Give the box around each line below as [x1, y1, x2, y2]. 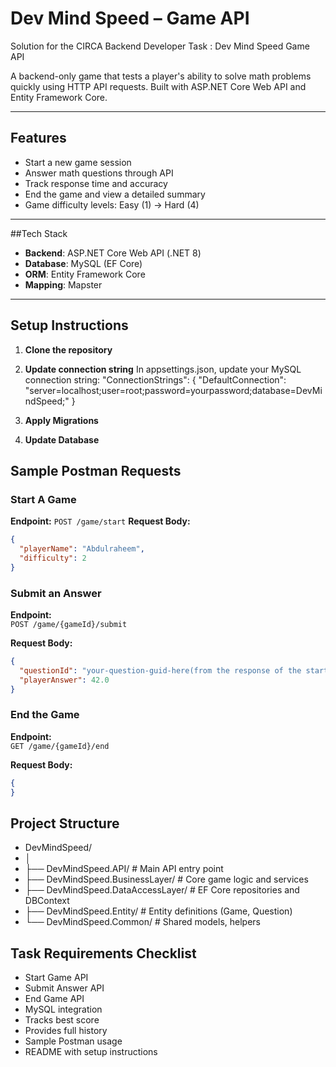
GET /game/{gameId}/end [10, 741, 110, 751]
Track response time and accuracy [24, 177, 168, 189]
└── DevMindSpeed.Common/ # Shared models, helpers [24, 916, 261, 928]
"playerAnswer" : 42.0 [19, 675, 110, 685]
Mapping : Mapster [24, 278, 103, 291]
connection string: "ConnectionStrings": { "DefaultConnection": [24, 373, 287, 386]
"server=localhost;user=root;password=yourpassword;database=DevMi [24, 384, 323, 396]
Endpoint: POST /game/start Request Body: [10, 515, 191, 527]
